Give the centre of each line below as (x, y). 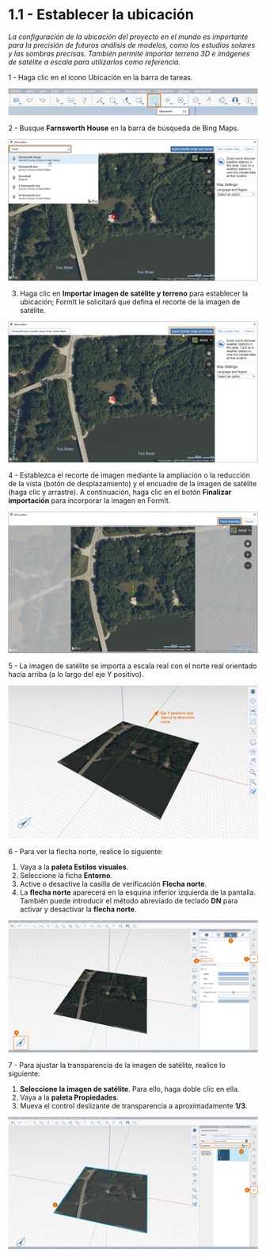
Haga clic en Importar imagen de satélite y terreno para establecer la (134, 293)
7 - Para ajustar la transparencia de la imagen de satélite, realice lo (117, 1065)
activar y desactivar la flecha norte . (78, 909)
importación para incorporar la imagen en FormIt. (89, 501)
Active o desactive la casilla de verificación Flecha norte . (113, 884)
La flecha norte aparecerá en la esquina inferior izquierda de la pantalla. (138, 892)
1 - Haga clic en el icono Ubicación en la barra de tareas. (101, 77)
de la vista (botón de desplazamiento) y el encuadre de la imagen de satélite (133, 484)
